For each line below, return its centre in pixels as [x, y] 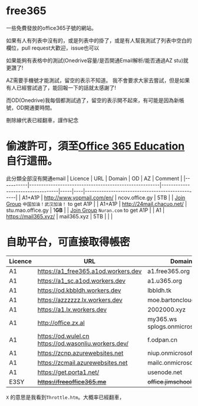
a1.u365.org [165, 280]
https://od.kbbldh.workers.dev [79, 290]
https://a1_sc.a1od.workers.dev [81, 280]
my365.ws [162, 319]
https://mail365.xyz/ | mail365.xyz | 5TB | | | [60, 216]
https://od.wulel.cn [63, 336]
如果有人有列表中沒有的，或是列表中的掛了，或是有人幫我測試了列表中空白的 [99, 40]
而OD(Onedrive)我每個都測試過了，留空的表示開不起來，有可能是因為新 [93, 100]
